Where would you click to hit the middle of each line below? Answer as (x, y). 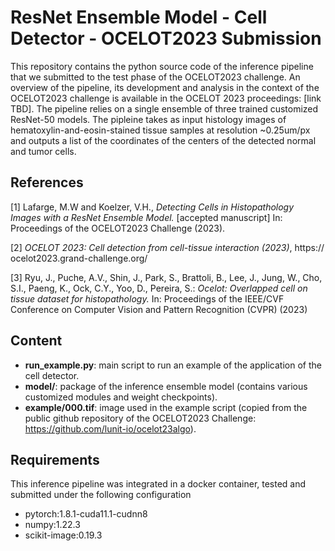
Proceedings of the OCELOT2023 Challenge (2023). (118, 228)
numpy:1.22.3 (52, 525)
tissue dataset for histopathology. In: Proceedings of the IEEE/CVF (147, 298)
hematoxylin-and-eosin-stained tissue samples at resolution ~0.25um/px (160, 130)
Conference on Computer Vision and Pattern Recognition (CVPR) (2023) (159, 309)
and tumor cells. (43, 151)
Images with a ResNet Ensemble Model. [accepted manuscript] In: (146, 217)
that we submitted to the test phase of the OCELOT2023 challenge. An (155, 77)
